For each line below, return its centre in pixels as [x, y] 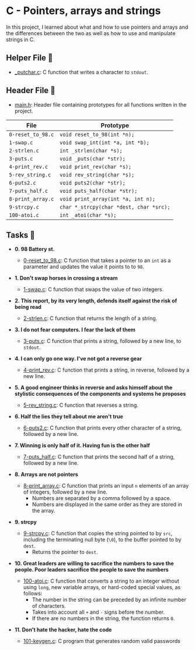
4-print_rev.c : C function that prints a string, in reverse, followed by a [106, 370]
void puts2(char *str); [92, 183]
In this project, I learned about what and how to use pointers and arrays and [97, 27]
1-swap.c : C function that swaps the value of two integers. [93, 290]
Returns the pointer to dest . [65, 552]
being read [28, 307]
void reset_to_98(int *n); [97, 134]
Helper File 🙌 [30, 58]
